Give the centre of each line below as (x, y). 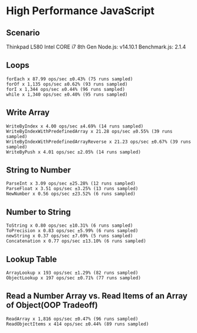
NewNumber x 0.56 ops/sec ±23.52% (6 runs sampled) (71, 194)
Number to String (38, 212)
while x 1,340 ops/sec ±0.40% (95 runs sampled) (67, 94)
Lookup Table (32, 259)
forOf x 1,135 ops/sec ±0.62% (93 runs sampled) (67, 84)
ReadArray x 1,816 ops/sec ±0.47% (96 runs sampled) (72, 319)
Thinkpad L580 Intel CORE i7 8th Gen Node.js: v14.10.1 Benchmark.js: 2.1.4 (96, 47)
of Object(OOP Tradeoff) (52, 305)
